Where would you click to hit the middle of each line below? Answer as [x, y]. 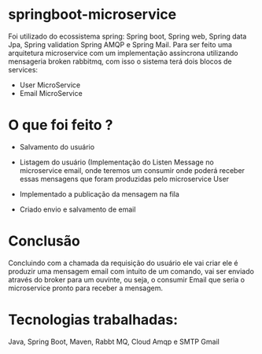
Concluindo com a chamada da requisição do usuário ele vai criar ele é [123, 263]
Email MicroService [51, 93]
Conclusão [44, 241]
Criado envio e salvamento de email [77, 209]
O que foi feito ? [61, 125]
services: [23, 69]
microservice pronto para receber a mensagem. [86, 288]
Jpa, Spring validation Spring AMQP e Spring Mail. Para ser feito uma [120, 44]
